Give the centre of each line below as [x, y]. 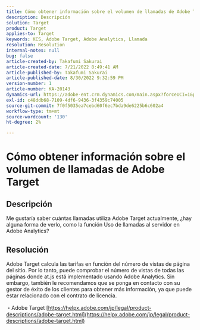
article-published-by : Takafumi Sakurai [57, 73]
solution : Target [28, 23]
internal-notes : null [33, 51]
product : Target [26, 28]
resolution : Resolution [36, 45]
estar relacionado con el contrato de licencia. [62, 296]
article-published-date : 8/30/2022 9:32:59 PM [65, 78]
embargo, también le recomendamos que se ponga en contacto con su [93, 282]
